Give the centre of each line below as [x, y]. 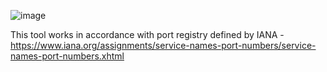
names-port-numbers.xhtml [67, 56]
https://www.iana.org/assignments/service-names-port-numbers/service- [163, 45]
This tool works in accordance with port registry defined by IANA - [147, 34]
